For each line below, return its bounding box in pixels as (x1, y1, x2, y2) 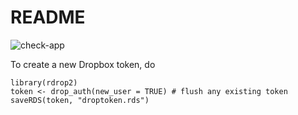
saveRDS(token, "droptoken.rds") (10, 95, 150, 105)
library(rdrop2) (10, 77, 78, 88)
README (10, 6, 86, 29)
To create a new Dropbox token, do (10, 58, 156, 70)
